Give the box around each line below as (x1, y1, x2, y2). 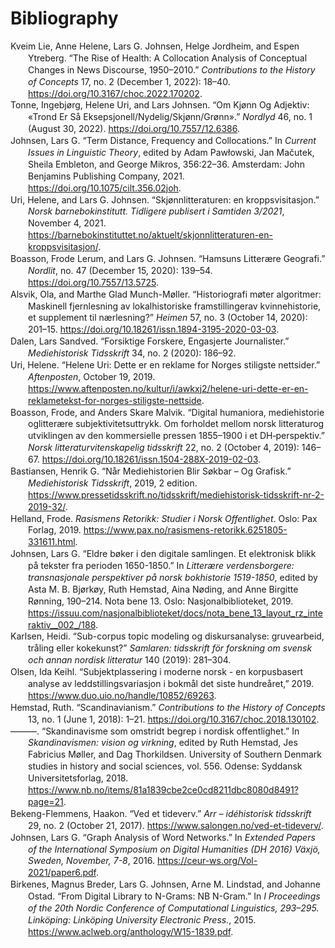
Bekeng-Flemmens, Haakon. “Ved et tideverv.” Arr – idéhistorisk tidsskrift (10, 807, 312, 819)
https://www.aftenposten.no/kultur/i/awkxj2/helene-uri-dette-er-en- (28, 382, 309, 394)
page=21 (28, 795, 64, 807)
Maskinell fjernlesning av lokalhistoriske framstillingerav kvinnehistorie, (28, 300, 322, 312)
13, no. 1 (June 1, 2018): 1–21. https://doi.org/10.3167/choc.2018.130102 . (28, 713, 320, 725)
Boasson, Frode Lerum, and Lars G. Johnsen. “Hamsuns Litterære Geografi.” (10, 252, 326, 264)
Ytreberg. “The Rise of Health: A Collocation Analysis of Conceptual (28, 52, 308, 64)
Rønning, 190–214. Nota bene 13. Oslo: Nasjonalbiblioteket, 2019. (28, 595, 294, 607)
